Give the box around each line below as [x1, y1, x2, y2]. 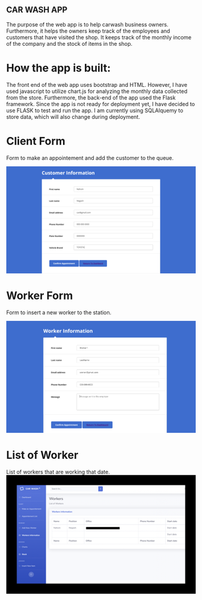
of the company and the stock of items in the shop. [6, 40, 133, 47]
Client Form [6, 134, 66, 148]
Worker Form [6, 289, 73, 303]
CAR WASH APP [6, 5, 68, 15]
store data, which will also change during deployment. [6, 113, 140, 120]
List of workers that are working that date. [6, 469, 110, 476]
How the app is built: [6, 62, 111, 75]
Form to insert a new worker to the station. [6, 309, 112, 316]
